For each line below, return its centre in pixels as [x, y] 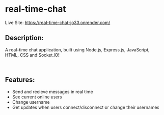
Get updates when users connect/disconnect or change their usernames [86, 107]
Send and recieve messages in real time [53, 92]
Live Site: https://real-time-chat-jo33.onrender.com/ [58, 23]
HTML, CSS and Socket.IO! [32, 55]
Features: [20, 80]
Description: [25, 38]
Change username [31, 102]
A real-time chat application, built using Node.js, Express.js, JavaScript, [77, 49]
